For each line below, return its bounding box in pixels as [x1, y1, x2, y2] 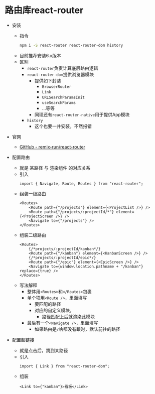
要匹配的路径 [34, 301, 61, 307]
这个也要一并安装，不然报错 [34, 123, 92, 129]
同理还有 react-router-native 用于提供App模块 [34, 111, 130, 117]
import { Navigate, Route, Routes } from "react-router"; [19, 181, 143, 186]
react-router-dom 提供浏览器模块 [27, 71, 94, 77]
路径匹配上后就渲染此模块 [42, 313, 95, 319]
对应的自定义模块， [34, 307, 75, 313]
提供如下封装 [34, 77, 61, 83]
